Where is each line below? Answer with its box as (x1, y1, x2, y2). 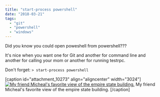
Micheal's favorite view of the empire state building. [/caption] (5, 87, 130, 92)
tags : (5, 16, 16, 21)
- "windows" (9, 30, 34, 34)
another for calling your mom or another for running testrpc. (5, 58, 126, 63)
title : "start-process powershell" (5, 7, 78, 12)
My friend (136, 81, 155, 87)
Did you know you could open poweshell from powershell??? (5, 43, 127, 48)
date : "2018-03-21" (5, 12, 45, 16)
